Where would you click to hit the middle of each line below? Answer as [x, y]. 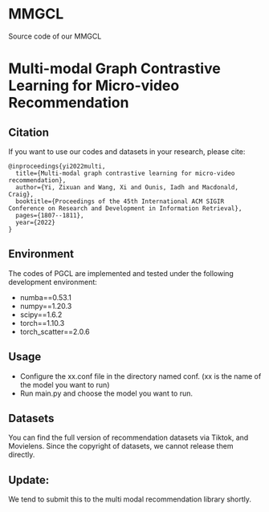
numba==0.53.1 [46, 297]
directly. [22, 455]
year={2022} [36, 222]
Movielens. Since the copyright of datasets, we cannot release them [121, 446]
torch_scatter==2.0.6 [55, 331]
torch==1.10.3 [42, 323]
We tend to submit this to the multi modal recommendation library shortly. [130, 499]
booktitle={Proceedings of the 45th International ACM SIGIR [120, 201]
